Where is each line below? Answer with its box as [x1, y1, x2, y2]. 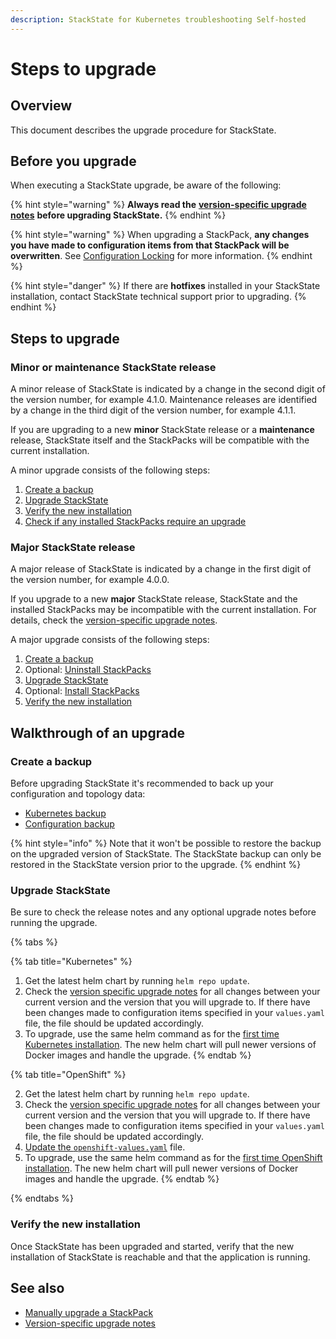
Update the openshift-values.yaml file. [24, 1141, 186, 1153]
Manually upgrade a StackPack [24, 1306, 154, 1318]
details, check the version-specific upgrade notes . [10, 614, 218, 626]
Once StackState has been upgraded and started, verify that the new [10, 1240, 295, 1252]
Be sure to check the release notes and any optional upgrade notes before [10, 906, 317, 918]
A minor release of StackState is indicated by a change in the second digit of [10, 383, 326, 395]
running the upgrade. [10, 917, 98, 929]
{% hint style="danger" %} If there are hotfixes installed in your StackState [10, 280, 321, 292]
